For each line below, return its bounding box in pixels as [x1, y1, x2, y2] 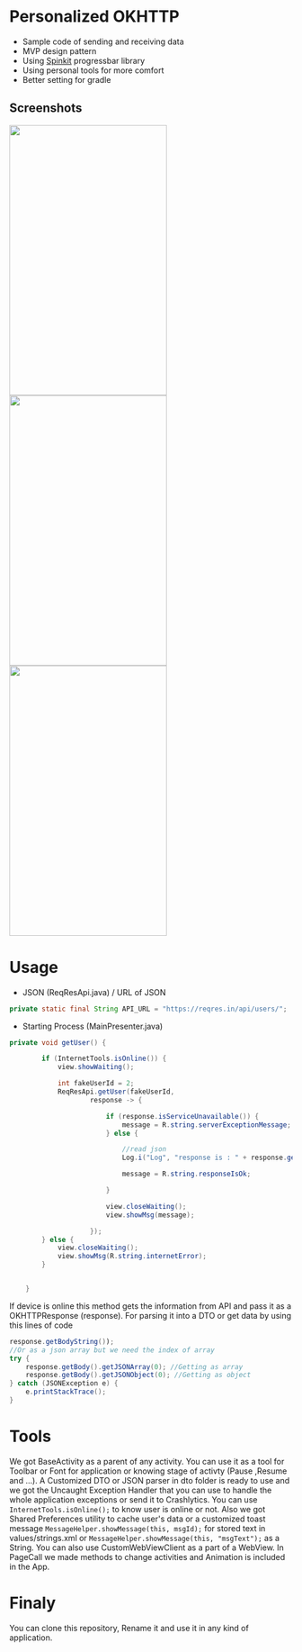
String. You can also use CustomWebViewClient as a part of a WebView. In [9, 1542, 285, 1553]
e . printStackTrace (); [25, 1387, 106, 1397]
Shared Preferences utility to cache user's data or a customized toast [9, 1513, 266, 1524]
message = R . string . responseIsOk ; [121, 1169, 252, 1179]
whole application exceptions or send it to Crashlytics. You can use [9, 1493, 258, 1505]
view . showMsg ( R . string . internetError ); [57, 1252, 207, 1261]
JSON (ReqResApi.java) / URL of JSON [22, 986, 166, 997]
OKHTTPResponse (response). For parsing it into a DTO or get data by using [9, 1310, 292, 1321]
